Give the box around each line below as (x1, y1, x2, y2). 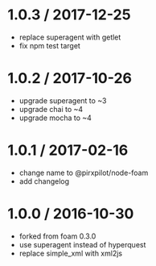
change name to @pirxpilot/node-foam (18, 168, 149, 177)
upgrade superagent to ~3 (18, 95, 107, 106)
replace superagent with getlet (18, 32, 121, 42)
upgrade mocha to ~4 (18, 113, 92, 123)
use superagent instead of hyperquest (18, 239, 146, 249)
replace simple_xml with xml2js (18, 248, 122, 258)
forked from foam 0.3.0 (18, 231, 96, 241)
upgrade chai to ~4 (18, 104, 84, 114)
